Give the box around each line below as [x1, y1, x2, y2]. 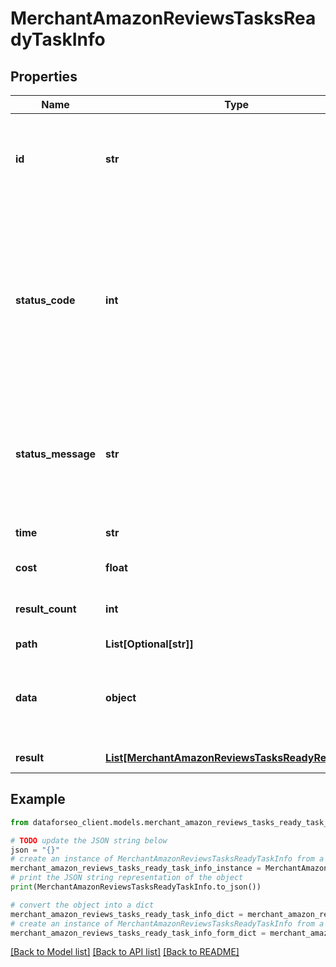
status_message [15, 447, 97, 461]
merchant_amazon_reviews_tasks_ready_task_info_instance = [10, 863, 262, 874]
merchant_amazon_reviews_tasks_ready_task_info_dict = [10, 909, 244, 919]
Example [10, 791, 66, 808]
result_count [15, 602, 77, 616]
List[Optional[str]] [105, 637, 194, 651]
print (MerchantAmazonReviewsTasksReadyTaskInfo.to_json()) [10, 882, 262, 892]
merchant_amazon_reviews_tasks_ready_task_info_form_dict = [10, 928, 267, 938]
